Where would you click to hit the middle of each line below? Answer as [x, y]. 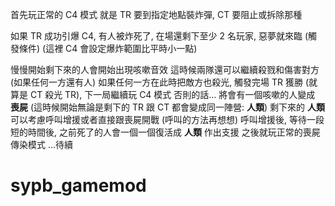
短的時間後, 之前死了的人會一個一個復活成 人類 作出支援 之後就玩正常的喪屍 [165, 132]
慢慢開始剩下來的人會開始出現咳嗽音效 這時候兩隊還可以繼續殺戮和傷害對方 [165, 69]
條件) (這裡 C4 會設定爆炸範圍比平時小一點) [108, 48]
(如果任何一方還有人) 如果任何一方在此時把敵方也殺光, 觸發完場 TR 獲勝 [157, 82]
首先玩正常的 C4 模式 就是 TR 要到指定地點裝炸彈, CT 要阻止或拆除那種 [156, 14]
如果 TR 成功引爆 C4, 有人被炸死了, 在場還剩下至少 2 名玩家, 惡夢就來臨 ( [159, 36]
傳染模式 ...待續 [42, 144]
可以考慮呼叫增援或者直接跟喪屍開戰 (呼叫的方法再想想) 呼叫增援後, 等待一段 [167, 119]
